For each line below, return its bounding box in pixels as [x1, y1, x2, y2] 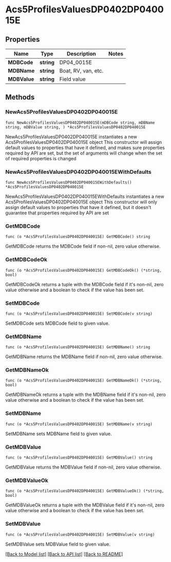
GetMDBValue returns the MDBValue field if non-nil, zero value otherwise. [5, 464, 162, 471]
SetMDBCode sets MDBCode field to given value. [5, 320, 110, 326]
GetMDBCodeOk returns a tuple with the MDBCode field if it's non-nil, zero [5, 281, 164, 287]
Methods [5, 93, 35, 102]
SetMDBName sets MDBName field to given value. [5, 430, 112, 437]
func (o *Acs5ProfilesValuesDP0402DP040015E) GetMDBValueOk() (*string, [5, 489, 164, 494]
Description [66, 50, 96, 57]
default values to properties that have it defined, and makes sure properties [5, 144, 165, 151]
